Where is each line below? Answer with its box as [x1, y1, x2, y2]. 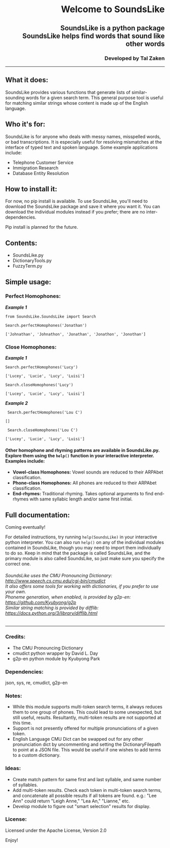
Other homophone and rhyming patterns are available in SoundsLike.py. [5, 447, 160, 453]
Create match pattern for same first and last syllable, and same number [12, 776, 161, 782]
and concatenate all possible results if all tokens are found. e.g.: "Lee [12, 792, 157, 798]
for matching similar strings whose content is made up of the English [5, 100, 148, 106]
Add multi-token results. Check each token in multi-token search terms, [12, 787, 162, 793]
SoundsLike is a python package [60, 24, 165, 32]
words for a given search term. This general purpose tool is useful [26, 95, 163, 101]
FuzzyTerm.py [12, 263, 42, 269]
